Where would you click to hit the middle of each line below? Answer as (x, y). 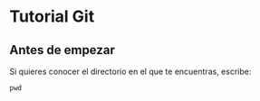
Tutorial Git (52, 17)
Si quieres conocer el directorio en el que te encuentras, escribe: (130, 71)
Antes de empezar (62, 50)
